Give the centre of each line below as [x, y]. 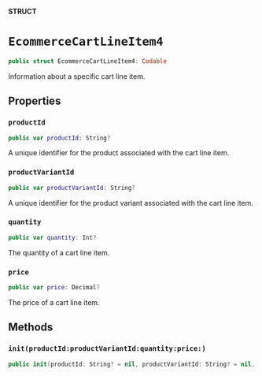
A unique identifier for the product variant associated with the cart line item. [131, 203]
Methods [31, 328]
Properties [35, 101]
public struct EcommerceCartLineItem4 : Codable [88, 61]
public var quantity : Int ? [52, 237]
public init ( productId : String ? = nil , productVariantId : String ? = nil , [132, 364]
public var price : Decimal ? [54, 288]
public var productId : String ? [59, 138]
